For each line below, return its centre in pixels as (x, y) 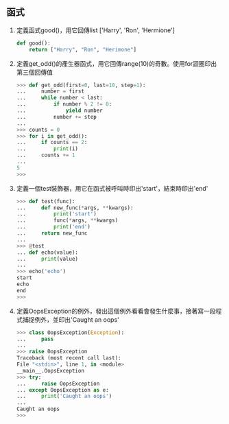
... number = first (50, 91)
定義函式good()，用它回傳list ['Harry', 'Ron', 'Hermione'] (96, 30)
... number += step (56, 117)
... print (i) (47, 149)
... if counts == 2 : (52, 143)
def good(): (33, 43)
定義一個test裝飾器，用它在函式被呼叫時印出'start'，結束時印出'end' (112, 188)
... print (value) (47, 259)
